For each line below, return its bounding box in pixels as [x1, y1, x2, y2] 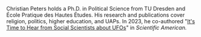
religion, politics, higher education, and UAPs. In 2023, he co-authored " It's [6, 18, 196, 24]
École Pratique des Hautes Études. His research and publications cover [6, 11, 185, 18]
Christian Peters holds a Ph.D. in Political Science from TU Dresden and [6, 5, 186, 12]
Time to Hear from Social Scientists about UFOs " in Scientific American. [6, 24, 187, 31]
